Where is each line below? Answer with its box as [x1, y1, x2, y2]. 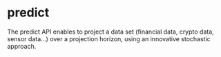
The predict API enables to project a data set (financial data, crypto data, [7, 27, 214, 36]
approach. [7, 42, 37, 50]
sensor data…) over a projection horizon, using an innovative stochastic [7, 34, 211, 43]
